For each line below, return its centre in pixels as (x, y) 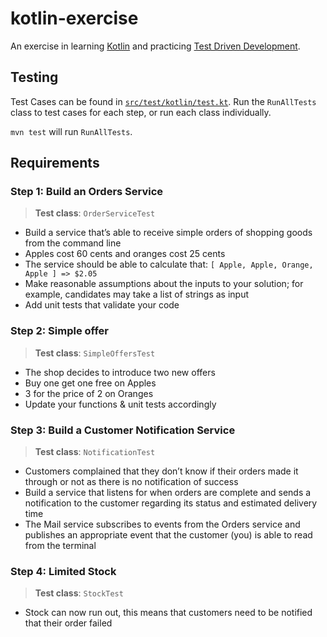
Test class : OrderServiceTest (95, 213)
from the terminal (60, 546)
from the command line (73, 243)
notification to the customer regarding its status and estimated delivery (171, 503)
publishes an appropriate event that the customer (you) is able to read (168, 535)
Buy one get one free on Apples (90, 383)
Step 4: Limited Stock (63, 571)
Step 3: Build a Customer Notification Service (123, 430)
